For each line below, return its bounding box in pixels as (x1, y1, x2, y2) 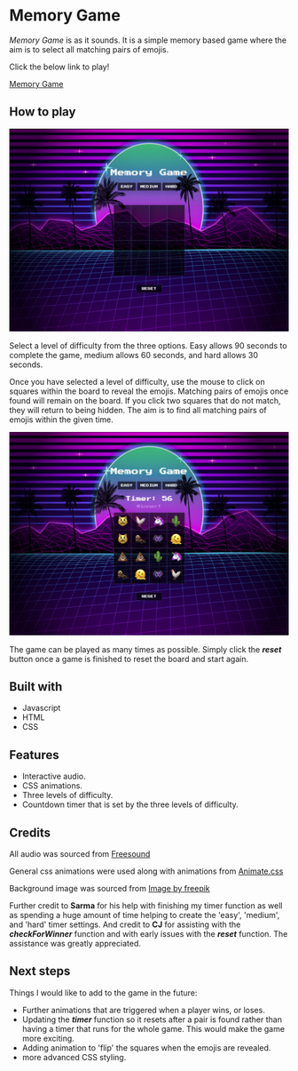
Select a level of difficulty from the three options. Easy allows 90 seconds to (9, 340, 287, 351)
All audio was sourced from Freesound (9, 849, 151, 859)
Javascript (21, 703, 61, 714)
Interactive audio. (21, 771, 86, 782)
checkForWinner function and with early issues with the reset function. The (9, 929, 288, 939)
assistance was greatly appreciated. (9, 939, 142, 949)
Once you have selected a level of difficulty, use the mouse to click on (9, 376, 265, 387)
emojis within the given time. (9, 414, 114, 425)
